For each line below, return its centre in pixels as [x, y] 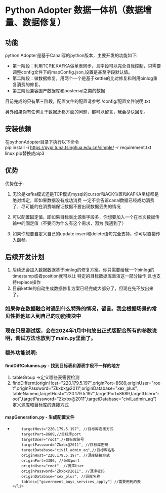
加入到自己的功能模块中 [53, 316]
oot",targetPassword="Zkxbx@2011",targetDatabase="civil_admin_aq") [84, 399]
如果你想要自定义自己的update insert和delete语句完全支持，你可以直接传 [86, 233]
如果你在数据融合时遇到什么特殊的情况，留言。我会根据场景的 [79, 309]
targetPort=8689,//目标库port [51, 434]
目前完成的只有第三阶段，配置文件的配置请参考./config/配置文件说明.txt [78, 101]
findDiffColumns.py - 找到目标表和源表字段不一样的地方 [62, 365]
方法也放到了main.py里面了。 [61, 338]
